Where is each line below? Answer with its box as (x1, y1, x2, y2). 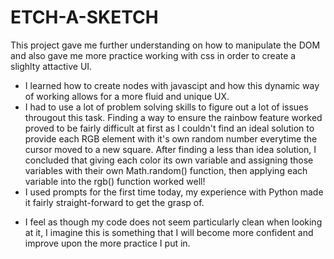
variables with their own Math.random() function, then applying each (24, 164, 308, 176)
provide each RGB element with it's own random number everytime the (24, 132, 318, 145)
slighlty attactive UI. (10, 60, 93, 72)
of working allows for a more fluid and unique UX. (24, 90, 230, 102)
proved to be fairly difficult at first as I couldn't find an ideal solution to (24, 122, 315, 134)
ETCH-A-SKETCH (10, 6, 159, 29)
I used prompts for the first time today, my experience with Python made (24, 186, 324, 198)
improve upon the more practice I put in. (24, 237, 191, 249)
